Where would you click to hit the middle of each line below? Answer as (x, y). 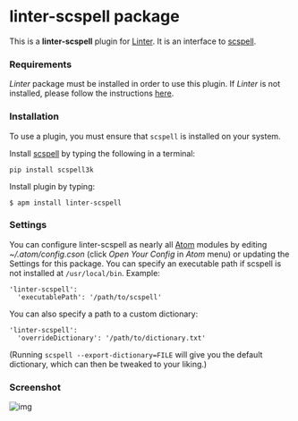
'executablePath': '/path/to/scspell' (90, 297)
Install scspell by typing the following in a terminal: (102, 153)
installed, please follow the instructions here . (92, 93)
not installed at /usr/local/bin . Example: (85, 273)
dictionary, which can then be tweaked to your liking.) (108, 364)
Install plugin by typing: (52, 186)
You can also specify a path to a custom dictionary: (104, 314)
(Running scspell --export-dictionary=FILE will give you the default (136, 354)
